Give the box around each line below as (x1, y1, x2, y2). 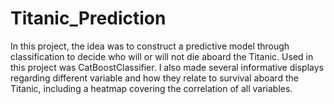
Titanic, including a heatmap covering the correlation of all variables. (10, 82, 293, 94)
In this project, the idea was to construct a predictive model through (10, 40, 290, 52)
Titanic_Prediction (10, 7, 167, 30)
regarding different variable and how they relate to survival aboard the (10, 72, 299, 84)
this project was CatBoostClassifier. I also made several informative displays (10, 61, 324, 73)
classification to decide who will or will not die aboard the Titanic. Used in (10, 50, 314, 62)
